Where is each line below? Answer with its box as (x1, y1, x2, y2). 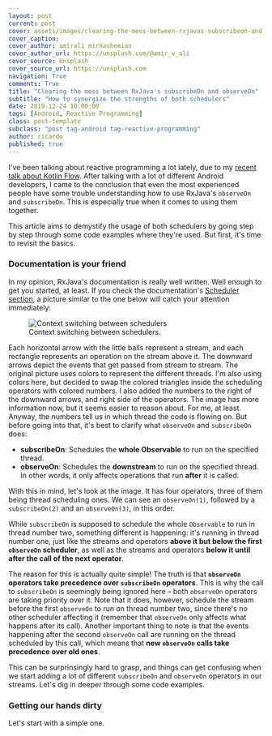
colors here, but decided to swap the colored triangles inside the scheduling (8, 377, 263, 387)
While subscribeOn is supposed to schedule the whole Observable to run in (8, 519, 255, 528)
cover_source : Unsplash (8, 58, 89, 66)
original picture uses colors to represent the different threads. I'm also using (8, 368, 262, 378)
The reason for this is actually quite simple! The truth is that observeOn (8, 569, 241, 579)
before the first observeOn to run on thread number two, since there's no (8, 603, 249, 613)
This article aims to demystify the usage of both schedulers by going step (8, 220, 254, 231)
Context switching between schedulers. (28, 327, 161, 336)
